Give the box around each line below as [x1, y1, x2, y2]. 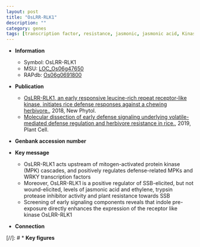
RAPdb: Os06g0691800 [23, 71, 82, 79]
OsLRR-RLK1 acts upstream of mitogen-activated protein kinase [23, 161, 180, 168]
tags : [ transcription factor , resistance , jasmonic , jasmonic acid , [6, 31, 180, 37]
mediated [23, 120, 48, 127]
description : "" [6, 20, 46, 26]
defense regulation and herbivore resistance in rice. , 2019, [48, 120, 192, 127]
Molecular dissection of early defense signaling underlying [23, 114, 168, 121]
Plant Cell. [23, 126, 49, 133]
